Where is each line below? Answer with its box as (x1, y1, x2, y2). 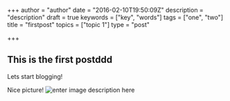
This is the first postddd (7, 54, 113, 66)
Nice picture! (7, 86, 44, 94)
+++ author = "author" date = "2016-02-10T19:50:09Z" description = (7, 6, 204, 14)
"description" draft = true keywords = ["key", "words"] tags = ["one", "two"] (7, 13, 224, 21)
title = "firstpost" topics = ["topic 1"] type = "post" (7, 21, 150, 28)
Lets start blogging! (7, 72, 63, 80)
